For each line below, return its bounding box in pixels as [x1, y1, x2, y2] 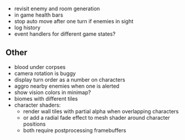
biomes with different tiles [14, 95, 78, 102]
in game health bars [14, 11, 64, 18]
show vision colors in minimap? [14, 89, 92, 96]
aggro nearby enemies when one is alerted [14, 82, 120, 89]
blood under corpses [14, 63, 66, 70]
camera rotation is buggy [14, 70, 76, 77]
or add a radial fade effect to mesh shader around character [23, 114, 170, 121]
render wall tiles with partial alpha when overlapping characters [23, 107, 179, 115]
